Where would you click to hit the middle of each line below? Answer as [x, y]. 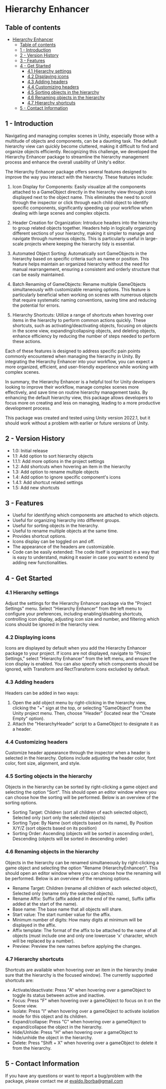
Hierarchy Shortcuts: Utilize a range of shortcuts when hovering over [83, 315]
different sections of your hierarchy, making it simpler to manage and [83, 233]
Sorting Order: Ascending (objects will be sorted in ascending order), [83, 834]
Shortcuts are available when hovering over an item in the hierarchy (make [81, 970]
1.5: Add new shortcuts [36, 488]
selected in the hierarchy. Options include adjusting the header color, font [80, 758]
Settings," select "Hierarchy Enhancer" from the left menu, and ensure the [81, 659]
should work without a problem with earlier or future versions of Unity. [77, 423]
